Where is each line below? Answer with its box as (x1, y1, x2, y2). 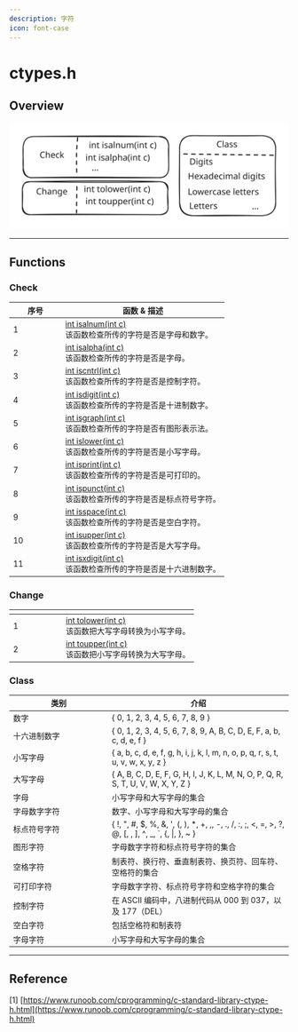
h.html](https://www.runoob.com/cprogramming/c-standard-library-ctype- (9, 1004, 284, 1015)
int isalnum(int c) (65, 318, 127, 329)
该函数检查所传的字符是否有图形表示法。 (65, 423, 213, 433)
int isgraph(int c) (65, 412, 126, 423)
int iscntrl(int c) (65, 365, 122, 377)
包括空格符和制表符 (112, 920, 182, 931)
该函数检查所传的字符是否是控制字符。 (65, 376, 206, 386)
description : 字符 (9, 14, 74, 23)
